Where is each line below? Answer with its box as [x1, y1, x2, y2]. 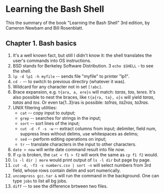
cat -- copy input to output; [20, 110, 76, 116]
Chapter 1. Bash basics [5, 39, 77, 48]
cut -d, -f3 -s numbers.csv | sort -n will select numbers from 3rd [12, 162, 151, 168]
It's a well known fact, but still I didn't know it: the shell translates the [12, 52, 152, 58]
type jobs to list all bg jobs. [12, 178, 68, 184]
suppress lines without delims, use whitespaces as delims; [20, 130, 139, 136]
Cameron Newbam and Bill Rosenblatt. [5, 25, 83, 31]
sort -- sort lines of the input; [20, 120, 80, 126]
